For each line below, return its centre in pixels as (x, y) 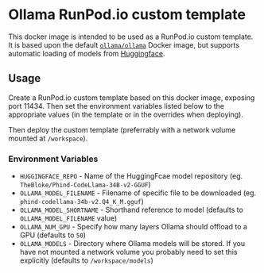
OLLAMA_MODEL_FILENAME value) (68, 218)
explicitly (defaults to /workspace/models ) (86, 260)
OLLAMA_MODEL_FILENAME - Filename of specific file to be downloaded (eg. (138, 193)
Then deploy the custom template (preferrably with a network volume (122, 129)
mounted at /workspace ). (48, 138)
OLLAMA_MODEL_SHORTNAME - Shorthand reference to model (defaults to (132, 210)
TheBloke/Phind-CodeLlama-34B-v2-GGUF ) (85, 185)
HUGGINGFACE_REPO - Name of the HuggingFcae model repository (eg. (131, 176)
